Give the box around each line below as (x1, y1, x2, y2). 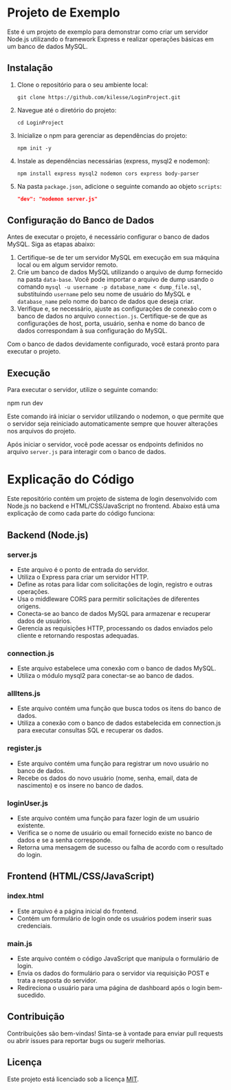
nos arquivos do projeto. (7, 427, 76, 435)
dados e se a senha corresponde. (16, 836, 113, 845)
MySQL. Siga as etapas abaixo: (7, 240, 96, 249)
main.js (7, 938, 33, 948)
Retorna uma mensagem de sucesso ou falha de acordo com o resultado (16, 843, 223, 852)
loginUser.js (7, 798, 49, 808)
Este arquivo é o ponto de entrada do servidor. (16, 565, 149, 573)
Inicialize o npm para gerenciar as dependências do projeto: (16, 131, 188, 139)
